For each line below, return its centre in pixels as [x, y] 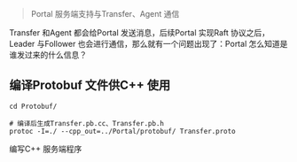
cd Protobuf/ [33, 106]
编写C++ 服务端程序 [46, 149]
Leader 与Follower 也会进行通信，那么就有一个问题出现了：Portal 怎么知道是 [148, 44]
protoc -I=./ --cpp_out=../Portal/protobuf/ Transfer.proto [123, 131]
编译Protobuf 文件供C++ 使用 [90, 85]
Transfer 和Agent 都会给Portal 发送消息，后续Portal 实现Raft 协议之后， [140, 33]
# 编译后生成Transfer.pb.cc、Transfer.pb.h [86, 123]
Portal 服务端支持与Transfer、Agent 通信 [105, 14]
